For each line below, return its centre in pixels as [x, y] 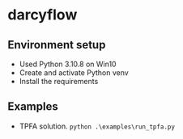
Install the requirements [59, 81]
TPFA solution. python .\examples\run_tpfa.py [97, 126]
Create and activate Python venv [74, 73]
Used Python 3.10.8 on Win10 [68, 64]
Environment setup [57, 45]
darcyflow [43, 15]
